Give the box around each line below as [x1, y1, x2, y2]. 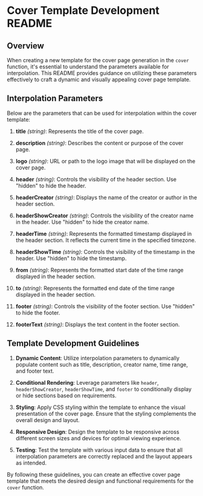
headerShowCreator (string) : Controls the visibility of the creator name [15, 212, 194, 219]
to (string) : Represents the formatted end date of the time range [15, 284, 175, 292]
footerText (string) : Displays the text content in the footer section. [15, 321, 180, 328]
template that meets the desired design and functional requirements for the [7, 477, 194, 485]
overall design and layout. [15, 416, 80, 423]
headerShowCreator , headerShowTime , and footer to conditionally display [15, 385, 192, 393]
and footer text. [15, 367, 54, 374]
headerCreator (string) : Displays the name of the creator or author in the [15, 194, 198, 201]
